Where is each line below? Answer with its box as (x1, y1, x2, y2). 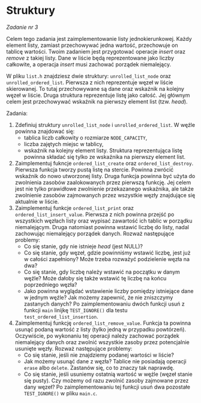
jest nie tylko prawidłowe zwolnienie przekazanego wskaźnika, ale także (14, 185, 194, 192)
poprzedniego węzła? (23, 281, 77, 288)
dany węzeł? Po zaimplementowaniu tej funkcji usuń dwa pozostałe (23, 383, 191, 390)
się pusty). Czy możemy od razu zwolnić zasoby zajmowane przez (23, 377, 189, 384)
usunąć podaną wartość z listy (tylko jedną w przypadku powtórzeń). (14, 325, 187, 333)
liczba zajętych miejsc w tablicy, (23, 140, 104, 147)
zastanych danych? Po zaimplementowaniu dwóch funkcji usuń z (23, 300, 185, 307)
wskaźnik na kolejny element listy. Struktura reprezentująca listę (23, 147, 183, 154)
